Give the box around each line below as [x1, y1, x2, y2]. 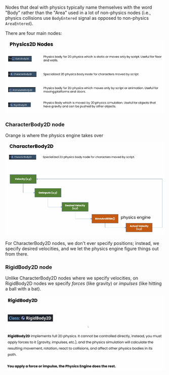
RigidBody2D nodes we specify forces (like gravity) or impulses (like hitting [5, 280, 162, 286]
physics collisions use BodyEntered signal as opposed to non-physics [5, 15, 149, 21]
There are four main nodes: [5, 30, 62, 36]
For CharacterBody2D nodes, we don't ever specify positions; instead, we [5, 240, 159, 246]
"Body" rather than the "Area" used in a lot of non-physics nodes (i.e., [5, 10, 151, 16]
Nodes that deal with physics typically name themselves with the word [5, 5, 152, 10]
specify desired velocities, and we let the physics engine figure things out [5, 245, 159, 252]
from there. [5, 251, 29, 257]
